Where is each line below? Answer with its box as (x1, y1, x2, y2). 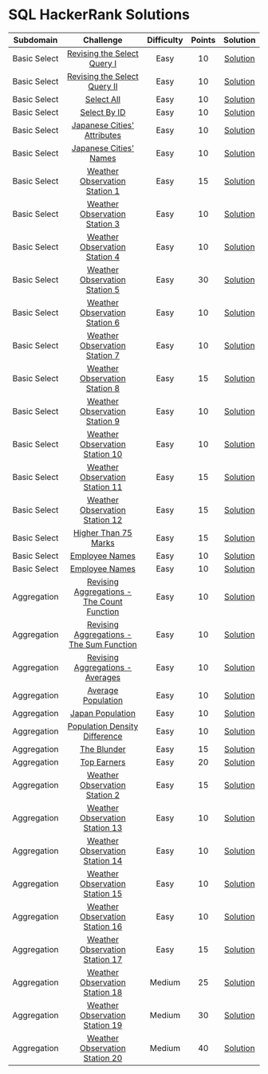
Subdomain (13, 34, 58, 45)
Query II (87, 81, 118, 92)
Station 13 (83, 822, 123, 833)
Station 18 (83, 986, 123, 997)
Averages (85, 671, 121, 683)
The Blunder (79, 743, 126, 754)
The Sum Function (69, 639, 137, 650)
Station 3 (85, 218, 120, 229)
